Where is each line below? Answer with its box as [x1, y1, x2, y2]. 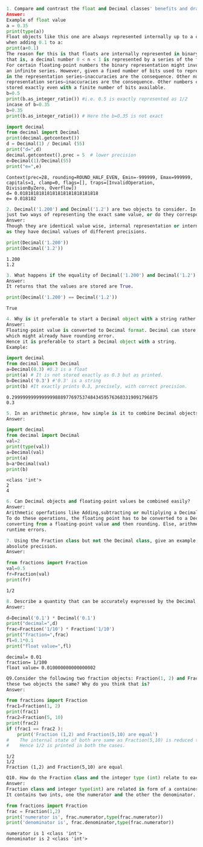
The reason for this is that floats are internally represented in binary [6, 51, 199, 57]
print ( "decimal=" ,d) [6, 621, 59, 627]
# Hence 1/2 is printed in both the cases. [6, 743, 126, 749]
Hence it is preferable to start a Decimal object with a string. [6, 339, 177, 345]
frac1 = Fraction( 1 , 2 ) [6, 703, 61, 709]
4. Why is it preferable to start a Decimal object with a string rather [6, 316, 196, 322]
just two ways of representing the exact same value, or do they [6, 212, 174, 218]
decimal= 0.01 [6, 654, 42, 660]
